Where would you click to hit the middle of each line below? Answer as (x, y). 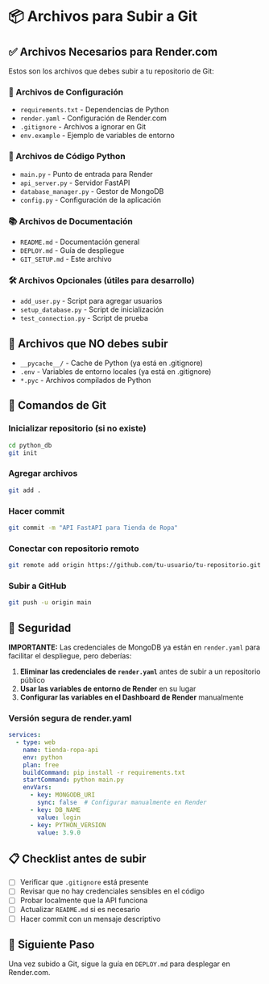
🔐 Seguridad (40, 628)
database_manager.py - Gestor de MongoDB (92, 191)
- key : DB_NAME (55, 809)
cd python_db (30, 445)
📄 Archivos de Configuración (66, 92)
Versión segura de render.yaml (70, 718)
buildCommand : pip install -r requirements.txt (104, 772)
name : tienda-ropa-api (61, 750)
